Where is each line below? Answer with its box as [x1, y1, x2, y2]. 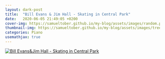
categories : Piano [5, 30, 43, 35]
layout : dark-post [5, 7, 43, 12]
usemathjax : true [5, 35, 41, 40]
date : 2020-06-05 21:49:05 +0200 [5, 16, 78, 21]
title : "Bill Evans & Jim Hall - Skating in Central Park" [5, 12, 131, 17]
